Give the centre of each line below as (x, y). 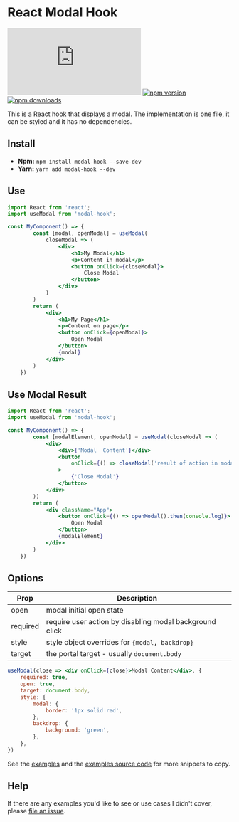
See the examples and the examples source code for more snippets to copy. (119, 764)
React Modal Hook (63, 12)
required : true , (44, 678)
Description (137, 599)
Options (26, 578)
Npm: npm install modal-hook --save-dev (79, 161)
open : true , (38, 684)
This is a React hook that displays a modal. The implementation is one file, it (118, 114)
